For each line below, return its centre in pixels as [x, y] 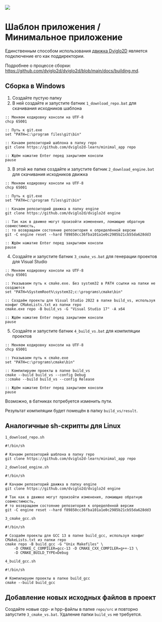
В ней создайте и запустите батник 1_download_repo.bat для [74, 103]
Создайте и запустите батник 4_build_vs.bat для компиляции [76, 331]
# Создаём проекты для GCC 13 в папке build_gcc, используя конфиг [75, 536]
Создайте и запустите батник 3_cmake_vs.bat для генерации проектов [84, 256]
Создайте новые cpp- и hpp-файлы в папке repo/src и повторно [72, 609]
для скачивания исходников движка [50, 174]
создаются [15, 288]
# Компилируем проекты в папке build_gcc [48, 578]
